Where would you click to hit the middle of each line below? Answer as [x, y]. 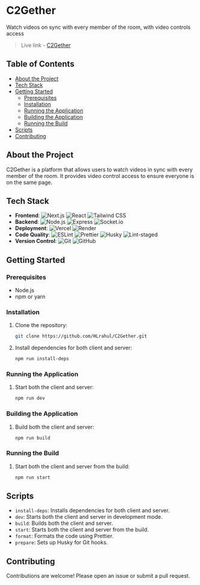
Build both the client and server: [54, 427]
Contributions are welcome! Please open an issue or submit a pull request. [98, 576]
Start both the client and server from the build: [72, 466]
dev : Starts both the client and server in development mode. [89, 517]
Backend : [27, 222]
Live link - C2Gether [46, 45]
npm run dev [30, 398]
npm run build [32, 438]
